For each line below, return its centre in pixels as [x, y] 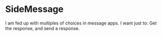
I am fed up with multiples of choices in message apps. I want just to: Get [81, 23]
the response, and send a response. [43, 28]
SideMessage [34, 9]
